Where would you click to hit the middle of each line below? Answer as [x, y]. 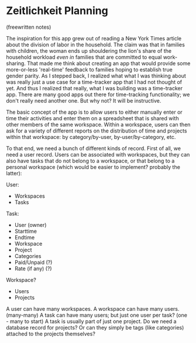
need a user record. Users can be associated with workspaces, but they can [98, 154]
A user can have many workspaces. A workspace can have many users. [93, 308]
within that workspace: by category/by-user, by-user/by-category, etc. [91, 137]
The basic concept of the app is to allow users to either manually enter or [94, 112]
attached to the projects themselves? [51, 334]
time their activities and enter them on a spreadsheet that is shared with [93, 118]
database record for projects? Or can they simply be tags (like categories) [95, 327]
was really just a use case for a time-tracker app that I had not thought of [94, 82]
